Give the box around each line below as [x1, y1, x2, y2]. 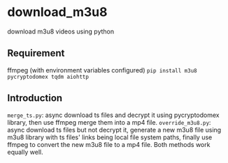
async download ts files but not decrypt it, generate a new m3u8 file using [7, 125, 222, 134]
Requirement [7, 47, 65, 59]
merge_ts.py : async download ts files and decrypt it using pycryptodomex [7, 111, 220, 119]
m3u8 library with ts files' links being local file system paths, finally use [7, 133, 213, 141]
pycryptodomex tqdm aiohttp [7, 73, 90, 80]
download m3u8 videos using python [7, 27, 114, 36]
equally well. [7, 148, 43, 156]
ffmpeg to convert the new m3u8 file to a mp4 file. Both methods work [7, 140, 211, 148]
